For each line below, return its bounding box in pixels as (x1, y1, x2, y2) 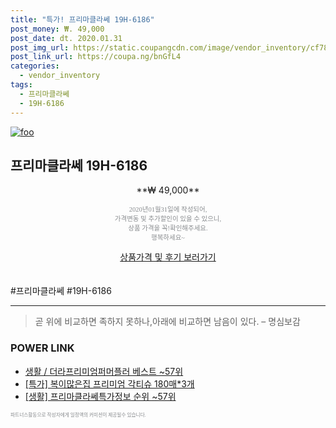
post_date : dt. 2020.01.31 (10, 33, 123, 43)
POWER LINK (10, 341, 75, 355)
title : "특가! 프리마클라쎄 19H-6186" (10, 14, 155, 25)
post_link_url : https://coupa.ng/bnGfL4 (10, 52, 182, 62)
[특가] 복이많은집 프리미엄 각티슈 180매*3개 (24, 377, 195, 390)
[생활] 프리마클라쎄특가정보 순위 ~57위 (24, 390, 177, 402)
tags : (10, 80, 33, 90)
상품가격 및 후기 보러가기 (119, 251, 217, 263)
